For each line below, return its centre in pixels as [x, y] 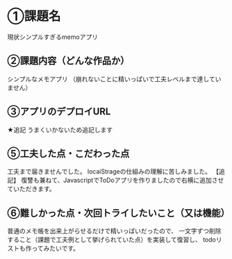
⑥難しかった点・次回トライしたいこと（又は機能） [119, 213]
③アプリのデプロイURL [59, 111]
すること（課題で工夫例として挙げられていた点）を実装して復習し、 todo [112, 240]
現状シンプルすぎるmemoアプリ [53, 37]
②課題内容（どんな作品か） [68, 61]
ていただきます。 [31, 189]
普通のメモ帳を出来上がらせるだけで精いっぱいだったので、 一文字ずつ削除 [115, 231]
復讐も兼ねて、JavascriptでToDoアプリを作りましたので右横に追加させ [122, 181]
